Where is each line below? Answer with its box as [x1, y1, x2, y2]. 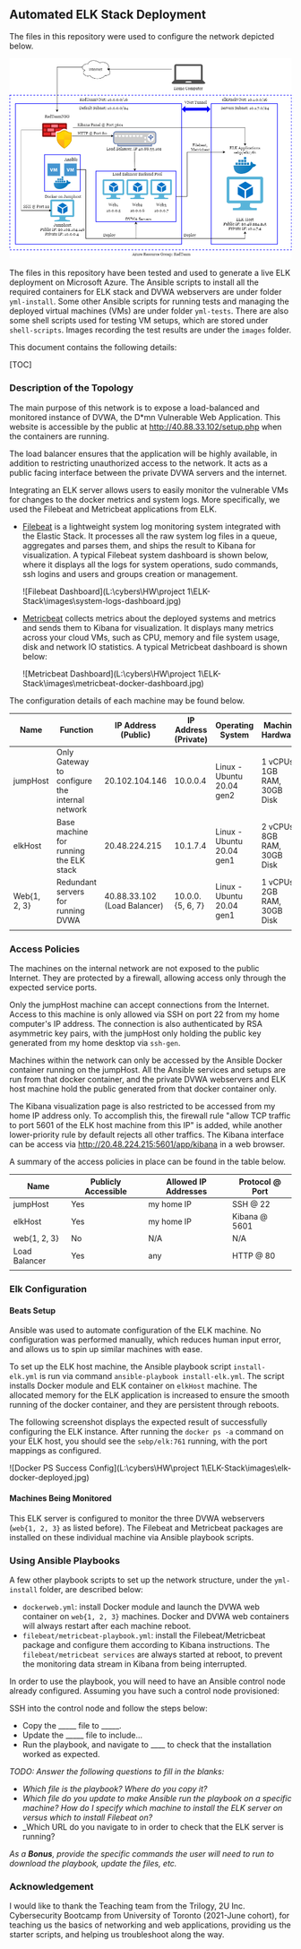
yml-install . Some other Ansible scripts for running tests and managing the [9, 296, 289, 307]
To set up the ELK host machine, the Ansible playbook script [9, 1361, 232, 1372]
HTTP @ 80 [232, 1250, 276, 1262]
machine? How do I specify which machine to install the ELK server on [21, 1802, 283, 1813]
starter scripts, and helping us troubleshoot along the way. [9, 1929, 225, 1940]
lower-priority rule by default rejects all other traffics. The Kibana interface [9, 1129, 285, 1141]
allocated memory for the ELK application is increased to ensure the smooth [9, 1390, 289, 1401]
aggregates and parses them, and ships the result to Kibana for [21, 539, 256, 550]
